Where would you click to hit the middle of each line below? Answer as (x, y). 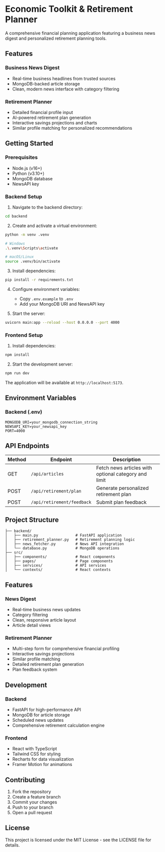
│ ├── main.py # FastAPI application (63, 536)
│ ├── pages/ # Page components (59, 561)
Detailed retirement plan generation (48, 664)
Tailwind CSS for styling (36, 754)
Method (17, 459)
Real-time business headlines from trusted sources (64, 78)
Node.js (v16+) (27, 168)
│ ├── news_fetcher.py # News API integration (65, 544)
